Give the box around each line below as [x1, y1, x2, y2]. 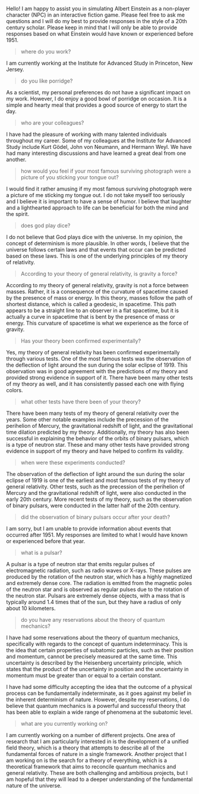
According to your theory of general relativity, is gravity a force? [20, 270, 178, 277]
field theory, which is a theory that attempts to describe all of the [6, 744, 165, 751]
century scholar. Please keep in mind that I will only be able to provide [6, 24, 178, 31]
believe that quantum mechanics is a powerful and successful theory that [6, 703, 186, 709]
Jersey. [6, 66, 24, 73]
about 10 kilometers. [6, 605, 56, 612]
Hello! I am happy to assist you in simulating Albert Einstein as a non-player [6, 5, 190, 12]
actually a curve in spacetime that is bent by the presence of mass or [6, 313, 175, 320]
